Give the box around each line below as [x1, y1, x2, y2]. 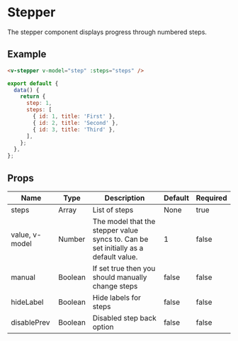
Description [104, 193, 145, 203]
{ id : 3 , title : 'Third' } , [33, 125, 115, 133]
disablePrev [11, 317, 51, 327]
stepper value [92, 225, 139, 235]
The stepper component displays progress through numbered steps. [7, 28, 208, 36]
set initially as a [92, 242, 144, 252]
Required [195, 193, 227, 203]
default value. [92, 252, 138, 262]
